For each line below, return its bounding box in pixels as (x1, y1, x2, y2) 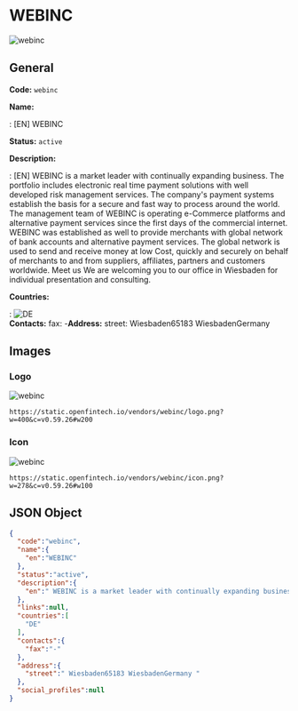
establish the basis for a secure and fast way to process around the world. (9, 198, 281, 209)
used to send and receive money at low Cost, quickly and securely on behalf (9, 245, 289, 256)
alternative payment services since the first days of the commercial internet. (9, 217, 288, 228)
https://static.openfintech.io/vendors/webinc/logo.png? (9, 408, 224, 417)
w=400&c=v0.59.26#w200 (9, 415, 93, 425)
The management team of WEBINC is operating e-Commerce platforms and (9, 208, 286, 219)
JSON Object (9, 506, 82, 521)
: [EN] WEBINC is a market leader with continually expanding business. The (9, 170, 285, 180)
